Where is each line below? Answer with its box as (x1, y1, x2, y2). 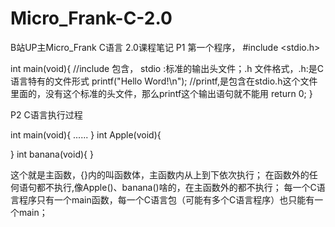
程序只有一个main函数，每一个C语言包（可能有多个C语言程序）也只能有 (18, 193, 315, 206)
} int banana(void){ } (10, 148, 94, 160)
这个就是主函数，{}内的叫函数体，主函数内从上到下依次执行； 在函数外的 (10, 168, 310, 181)
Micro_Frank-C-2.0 (10, 7, 173, 30)
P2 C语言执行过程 (10, 108, 83, 121)
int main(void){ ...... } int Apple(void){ (10, 128, 162, 141)
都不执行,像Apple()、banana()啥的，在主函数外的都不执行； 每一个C (36, 181, 317, 193)
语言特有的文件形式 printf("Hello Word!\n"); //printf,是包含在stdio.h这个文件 (10, 75, 318, 87)
